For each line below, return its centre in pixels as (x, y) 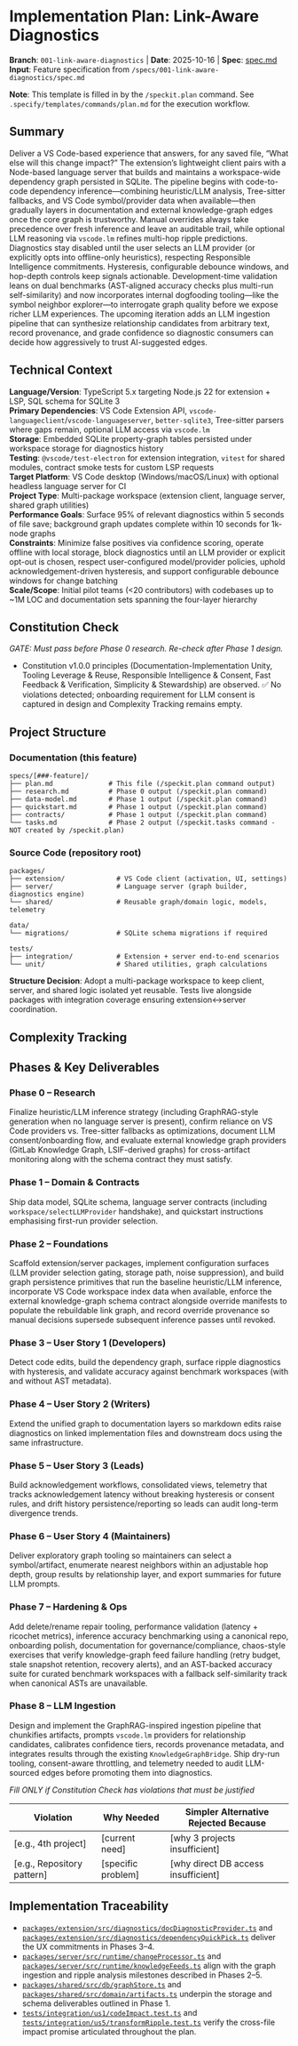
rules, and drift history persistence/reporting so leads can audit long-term (144, 1504)
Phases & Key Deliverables (84, 1067)
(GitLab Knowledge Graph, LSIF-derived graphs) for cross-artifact (130, 1150)
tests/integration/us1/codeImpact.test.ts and (110, 2012)
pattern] (31, 1874)
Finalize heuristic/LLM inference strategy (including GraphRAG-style (134, 1112)
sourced (24, 1772)
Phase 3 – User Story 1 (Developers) (88, 1343)
